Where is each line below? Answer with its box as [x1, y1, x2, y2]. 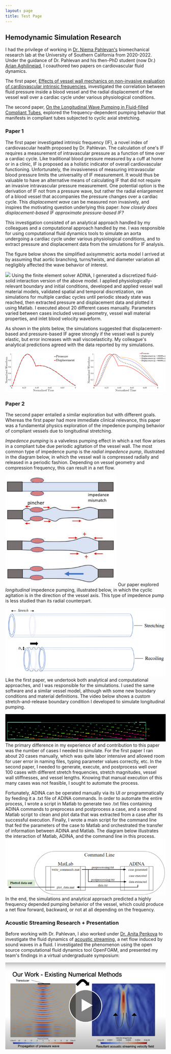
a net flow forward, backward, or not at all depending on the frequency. [5, 906, 155, 913]
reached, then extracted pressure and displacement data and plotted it [5, 299, 154, 305]
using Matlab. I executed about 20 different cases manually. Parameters [5, 304, 156, 310]
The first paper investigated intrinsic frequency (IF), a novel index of [5, 139, 148, 145]
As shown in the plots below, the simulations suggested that [5, 325, 131, 331]
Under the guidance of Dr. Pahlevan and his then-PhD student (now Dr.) [5, 58, 156, 64]
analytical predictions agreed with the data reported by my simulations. [5, 341, 154, 348]
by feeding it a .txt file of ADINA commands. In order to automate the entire [5, 795, 163, 802]
